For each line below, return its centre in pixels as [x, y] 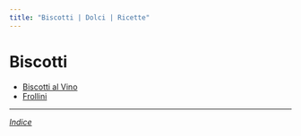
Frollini [34, 96]
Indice [21, 122]
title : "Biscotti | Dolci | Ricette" [80, 17]
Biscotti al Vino [50, 87]
